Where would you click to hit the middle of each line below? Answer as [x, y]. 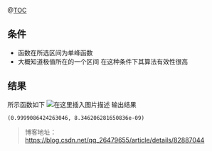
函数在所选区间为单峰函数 [55, 52]
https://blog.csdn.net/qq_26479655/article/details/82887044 [115, 140]
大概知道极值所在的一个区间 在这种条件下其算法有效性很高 [103, 61]
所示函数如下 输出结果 [72, 104]
